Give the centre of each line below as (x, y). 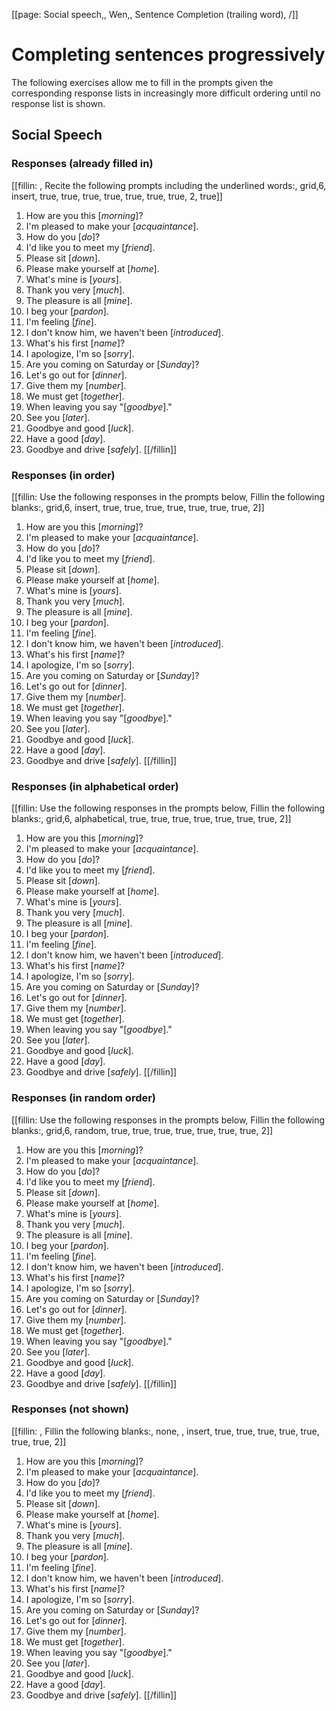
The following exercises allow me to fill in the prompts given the (142, 82)
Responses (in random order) (84, 1098)
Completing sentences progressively (168, 55)
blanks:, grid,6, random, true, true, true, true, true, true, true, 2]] (142, 1130)
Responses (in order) (63, 475)
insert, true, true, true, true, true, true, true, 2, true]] (117, 196)
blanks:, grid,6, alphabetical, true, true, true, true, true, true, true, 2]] (151, 819)
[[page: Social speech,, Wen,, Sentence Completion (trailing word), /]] (155, 14)
